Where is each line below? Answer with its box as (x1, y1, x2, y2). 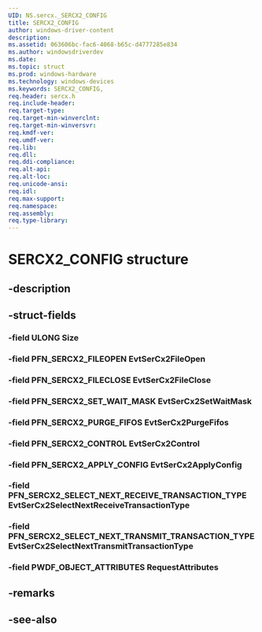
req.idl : (8, 187, 37, 195)
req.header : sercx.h (8, 92, 76, 100)
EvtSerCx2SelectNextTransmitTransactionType (8, 541, 194, 552)
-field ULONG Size (8, 333, 79, 344)
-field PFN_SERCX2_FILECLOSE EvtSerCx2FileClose (8, 374, 211, 385)
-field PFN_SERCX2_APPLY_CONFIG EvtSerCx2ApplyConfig (8, 459, 242, 470)
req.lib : (8, 143, 37, 151)
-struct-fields (8, 309, 76, 322)
